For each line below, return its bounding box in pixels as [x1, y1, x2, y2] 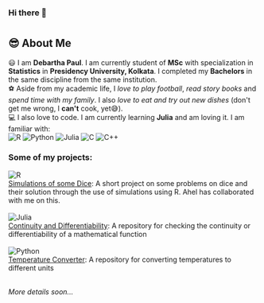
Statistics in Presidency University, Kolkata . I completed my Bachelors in [8, 66, 253, 76]
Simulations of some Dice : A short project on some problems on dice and [8, 178, 248, 188]
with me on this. [8, 195, 61, 205]
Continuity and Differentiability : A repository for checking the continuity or [8, 220, 251, 230]
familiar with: [8, 123, 51, 134]
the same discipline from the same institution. [8, 75, 157, 84]
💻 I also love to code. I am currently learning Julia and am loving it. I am [8, 112, 245, 122]
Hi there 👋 [8, 7, 48, 18]
